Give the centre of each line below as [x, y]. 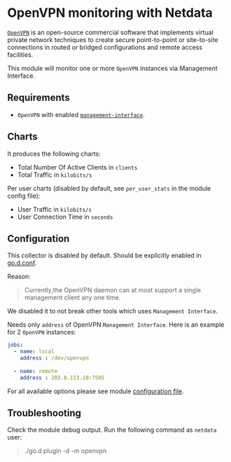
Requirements [38, 98]
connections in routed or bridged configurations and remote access [105, 47]
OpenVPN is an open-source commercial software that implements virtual [110, 32]
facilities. [20, 55]
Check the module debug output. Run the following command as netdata [112, 430]
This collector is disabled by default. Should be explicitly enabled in [104, 256]
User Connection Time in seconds [65, 217]
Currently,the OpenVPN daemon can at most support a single [113, 290]
